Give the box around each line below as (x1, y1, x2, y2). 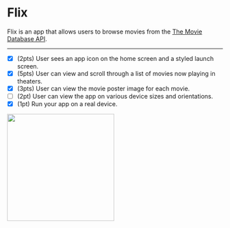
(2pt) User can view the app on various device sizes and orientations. (16, 92, 214, 101)
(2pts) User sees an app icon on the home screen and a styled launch (16, 54, 214, 62)
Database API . (7, 34, 47, 42)
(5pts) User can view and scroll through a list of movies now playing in (16, 70, 216, 77)
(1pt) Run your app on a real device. (16, 100, 118, 108)
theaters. (16, 77, 43, 86)
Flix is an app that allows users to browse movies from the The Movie (7, 27, 203, 36)
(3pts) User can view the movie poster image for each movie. (16, 84, 190, 93)
